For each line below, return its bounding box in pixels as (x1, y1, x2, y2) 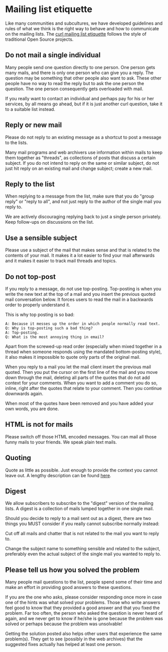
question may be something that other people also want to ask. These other (5, 75, 162, 81)
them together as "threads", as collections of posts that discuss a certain (5, 155, 156, 161)
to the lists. (5, 140, 28, 146)
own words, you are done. (5, 406, 59, 412)
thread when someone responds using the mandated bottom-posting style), (5, 349, 162, 355)
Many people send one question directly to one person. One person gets (5, 64, 155, 70)
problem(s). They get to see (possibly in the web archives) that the (5, 636, 143, 642)
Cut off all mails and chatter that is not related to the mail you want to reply (5, 531, 159, 537)
